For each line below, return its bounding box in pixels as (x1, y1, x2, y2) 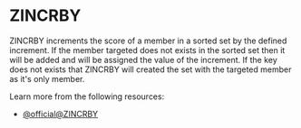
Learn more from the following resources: (9, 91, 165, 102)
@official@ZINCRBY (22, 108, 99, 119)
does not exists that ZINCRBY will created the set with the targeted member (9, 64, 292, 75)
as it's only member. (9, 73, 85, 84)
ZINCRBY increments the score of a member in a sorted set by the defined (9, 35, 287, 46)
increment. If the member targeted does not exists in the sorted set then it (9, 44, 286, 55)
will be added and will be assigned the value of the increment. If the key (9, 54, 278, 65)
